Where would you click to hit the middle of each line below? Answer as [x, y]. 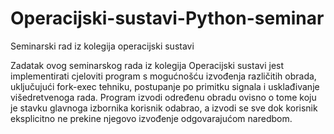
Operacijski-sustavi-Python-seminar [167, 18]
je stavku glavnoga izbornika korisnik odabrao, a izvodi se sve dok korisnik [164, 108]
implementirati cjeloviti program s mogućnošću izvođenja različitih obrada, [163, 76]
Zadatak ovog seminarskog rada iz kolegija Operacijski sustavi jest [147, 65]
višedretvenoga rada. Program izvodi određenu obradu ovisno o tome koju [163, 97]
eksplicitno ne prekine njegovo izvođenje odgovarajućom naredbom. [151, 118]
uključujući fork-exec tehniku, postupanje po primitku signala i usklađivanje [165, 86]
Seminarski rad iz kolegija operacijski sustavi [102, 46]
